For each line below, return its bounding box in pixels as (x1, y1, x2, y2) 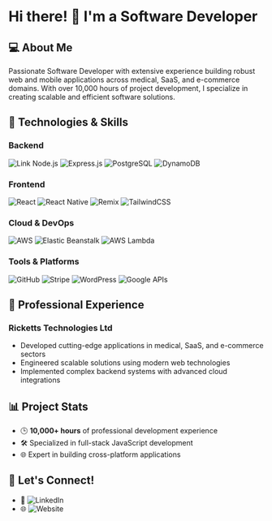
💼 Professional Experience (8, 298, 145, 312)
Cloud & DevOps (8, 217, 75, 228)
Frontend (8, 179, 45, 190)
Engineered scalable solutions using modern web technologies (19, 358, 231, 368)
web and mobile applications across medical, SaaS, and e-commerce (8, 75, 240, 84)
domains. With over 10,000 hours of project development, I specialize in (8, 84, 248, 93)
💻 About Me (8, 41, 73, 54)
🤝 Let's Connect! (8, 474, 95, 488)
